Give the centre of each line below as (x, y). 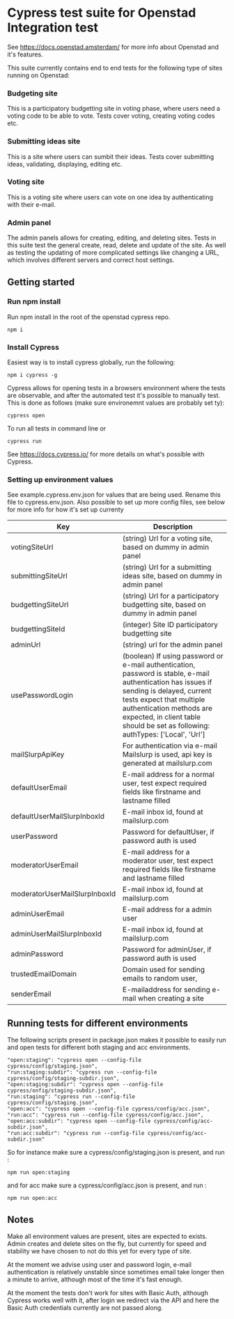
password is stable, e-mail (166, 674)
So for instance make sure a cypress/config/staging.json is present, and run (116, 1152)
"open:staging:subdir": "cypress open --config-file (85, 1085)
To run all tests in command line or (57, 429)
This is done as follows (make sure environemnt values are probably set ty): (116, 403)
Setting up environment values (60, 480)
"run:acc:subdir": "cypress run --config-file (76, 1134)
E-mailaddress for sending (166, 989)
